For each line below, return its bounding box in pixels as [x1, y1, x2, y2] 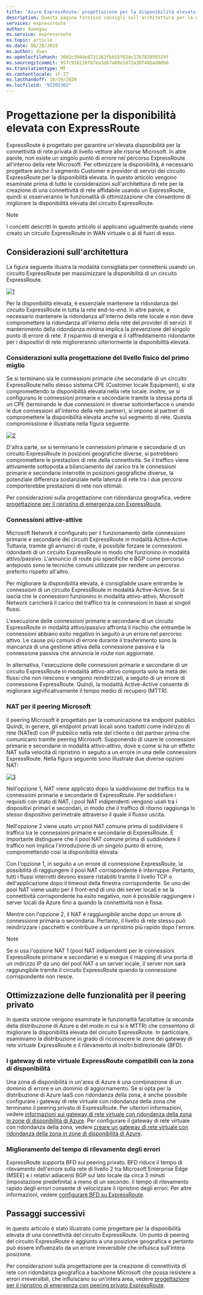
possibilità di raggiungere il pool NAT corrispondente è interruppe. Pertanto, [6, 866, 195, 874]
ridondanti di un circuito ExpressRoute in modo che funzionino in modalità [6, 549, 190, 556]
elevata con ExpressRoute [6, 121, 140, 135]
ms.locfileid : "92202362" [6, 83, 71, 89]
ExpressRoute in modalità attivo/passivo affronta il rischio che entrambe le [6, 624, 192, 631]
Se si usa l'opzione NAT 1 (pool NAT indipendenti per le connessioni [6, 947, 175, 954]
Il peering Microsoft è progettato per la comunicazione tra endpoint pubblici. [6, 716, 196, 723]
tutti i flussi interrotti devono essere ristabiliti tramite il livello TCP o [6, 872, 172, 880]
